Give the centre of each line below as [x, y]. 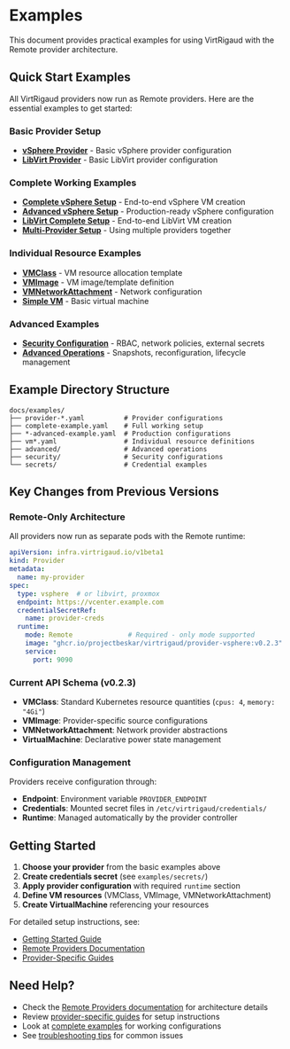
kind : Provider [37, 561]
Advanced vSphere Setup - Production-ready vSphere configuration [148, 211]
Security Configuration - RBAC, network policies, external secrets [143, 343]
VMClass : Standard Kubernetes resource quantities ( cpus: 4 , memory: [149, 701]
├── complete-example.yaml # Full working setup [106, 426]
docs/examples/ [37, 410]
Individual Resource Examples [75, 254]
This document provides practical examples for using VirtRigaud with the [142, 40]
